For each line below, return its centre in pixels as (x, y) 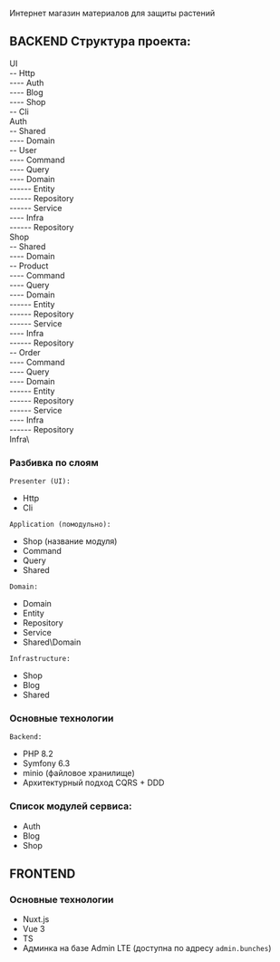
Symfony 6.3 (46, 763)
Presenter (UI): (40, 481)
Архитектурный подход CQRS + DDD (93, 782)
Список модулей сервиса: (71, 806)
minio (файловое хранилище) (79, 773)
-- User (24, 150)
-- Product (29, 266)
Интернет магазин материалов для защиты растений (112, 13)
